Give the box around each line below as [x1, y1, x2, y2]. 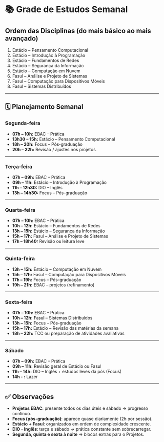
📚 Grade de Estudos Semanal [5, 4, 128, 15]
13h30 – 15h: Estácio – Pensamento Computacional [12, 136, 116, 142]
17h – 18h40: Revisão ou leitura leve [12, 239, 84, 244]
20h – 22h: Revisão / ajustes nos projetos [12, 146, 96, 152]
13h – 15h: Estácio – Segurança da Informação [12, 228, 105, 234]
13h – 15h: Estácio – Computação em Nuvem [12, 266, 102, 272]
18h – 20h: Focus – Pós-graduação [12, 141, 83, 147]
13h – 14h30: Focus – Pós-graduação [12, 190, 88, 196]
